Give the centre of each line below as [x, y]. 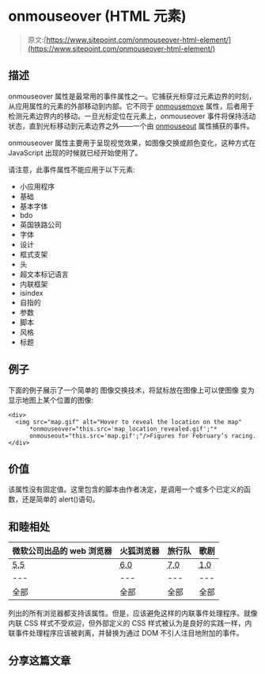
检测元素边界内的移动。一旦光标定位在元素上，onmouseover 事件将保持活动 [132, 116]
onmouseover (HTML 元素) [98, 16]
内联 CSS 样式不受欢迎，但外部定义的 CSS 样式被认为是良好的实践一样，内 [130, 623]
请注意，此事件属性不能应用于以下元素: [72, 169]
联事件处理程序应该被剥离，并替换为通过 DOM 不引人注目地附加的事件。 [126, 633]
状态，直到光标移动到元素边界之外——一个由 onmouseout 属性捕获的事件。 [131, 126]
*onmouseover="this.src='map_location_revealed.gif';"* [123, 429]
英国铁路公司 [40, 224]
